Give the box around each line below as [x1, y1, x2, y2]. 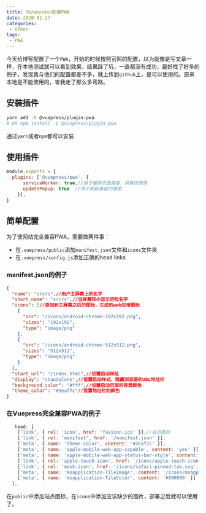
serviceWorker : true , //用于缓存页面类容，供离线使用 [22, 180, 147, 186]
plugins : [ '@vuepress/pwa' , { [12, 174, 89, 181]
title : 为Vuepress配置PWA [6, 9, 70, 15]
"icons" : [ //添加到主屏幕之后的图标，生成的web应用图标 [12, 302, 140, 308]
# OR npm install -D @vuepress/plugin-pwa [6, 120, 116, 127]
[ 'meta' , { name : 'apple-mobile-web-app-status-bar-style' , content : [17, 452, 199, 458]
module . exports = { [6, 168, 56, 175]
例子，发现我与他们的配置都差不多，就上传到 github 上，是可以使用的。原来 [6, 71, 195, 77]
